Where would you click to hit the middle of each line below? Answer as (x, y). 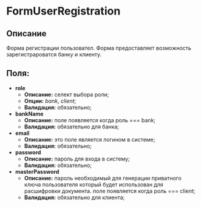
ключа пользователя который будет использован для (94, 184)
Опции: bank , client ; (50, 100)
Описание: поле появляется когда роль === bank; (90, 120)
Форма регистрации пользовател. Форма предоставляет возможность (99, 48)
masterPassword (37, 171)
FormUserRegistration (63, 11)
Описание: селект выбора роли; (66, 94)
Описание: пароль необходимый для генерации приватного (103, 178)
